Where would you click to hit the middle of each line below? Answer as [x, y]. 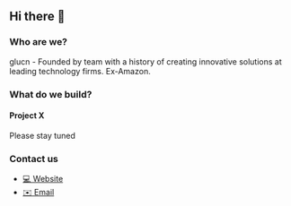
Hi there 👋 [37, 17]
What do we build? [51, 94]
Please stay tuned [43, 135]
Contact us [34, 159]
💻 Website [43, 179]
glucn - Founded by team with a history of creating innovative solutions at [145, 61]
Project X [27, 116]
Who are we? [39, 42]
